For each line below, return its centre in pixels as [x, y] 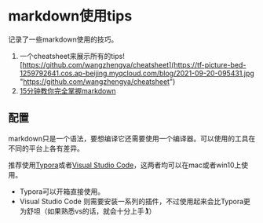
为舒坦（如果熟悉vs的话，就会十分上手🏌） [88, 211]
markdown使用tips [70, 16]
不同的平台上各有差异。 [46, 148]
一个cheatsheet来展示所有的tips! [72, 56]
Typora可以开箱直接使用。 [62, 191]
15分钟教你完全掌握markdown [68, 90]
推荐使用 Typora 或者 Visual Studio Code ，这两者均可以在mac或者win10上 [125, 165]
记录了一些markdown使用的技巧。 [63, 39]
